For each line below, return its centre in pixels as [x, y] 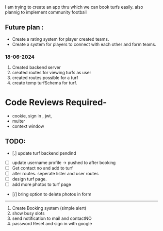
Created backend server [36, 67]
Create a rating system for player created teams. [60, 39]
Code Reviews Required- [56, 103]
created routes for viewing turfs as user [51, 73]
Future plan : [24, 27]
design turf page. [29, 179]
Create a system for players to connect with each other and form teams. [84, 44]
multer [18, 121]
